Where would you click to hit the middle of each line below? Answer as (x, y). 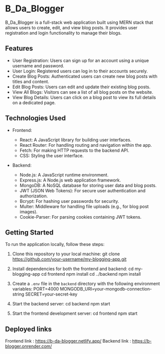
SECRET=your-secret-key (51, 294)
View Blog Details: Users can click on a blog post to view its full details (84, 97)
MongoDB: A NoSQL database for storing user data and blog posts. (88, 185)
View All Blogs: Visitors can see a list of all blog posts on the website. (83, 92)
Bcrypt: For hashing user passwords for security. (69, 201)
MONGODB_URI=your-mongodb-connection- (106, 289)
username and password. (38, 65)
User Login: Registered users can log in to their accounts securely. (80, 71)
